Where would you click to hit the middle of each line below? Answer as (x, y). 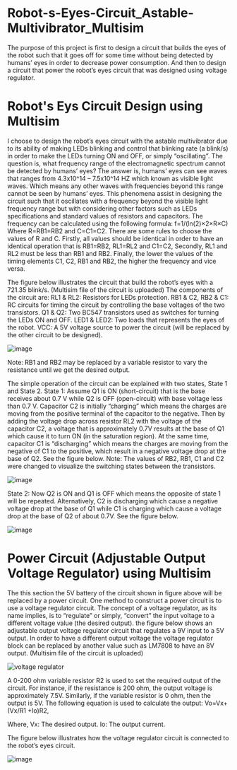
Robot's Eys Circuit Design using (105, 106)
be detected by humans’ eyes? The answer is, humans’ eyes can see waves (117, 170)
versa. (17, 268)
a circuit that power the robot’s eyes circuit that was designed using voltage (117, 70)
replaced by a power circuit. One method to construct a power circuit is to (115, 600)
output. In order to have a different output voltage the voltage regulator (110, 638)
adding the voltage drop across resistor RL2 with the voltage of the (105, 421)
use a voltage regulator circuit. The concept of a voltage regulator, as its (112, 608)
